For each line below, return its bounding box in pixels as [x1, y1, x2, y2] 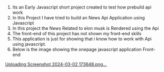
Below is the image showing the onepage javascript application [12, 47, 142, 52]
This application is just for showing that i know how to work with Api [12, 36, 152, 42]
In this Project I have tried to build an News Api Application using [12, 15, 145, 20]
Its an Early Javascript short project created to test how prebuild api [12, 4, 152, 10]
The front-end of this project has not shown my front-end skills [12, 31, 142, 36]
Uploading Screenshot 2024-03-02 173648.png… [5, 62, 107, 67]
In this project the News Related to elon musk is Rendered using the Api [12, 25, 159, 31]
